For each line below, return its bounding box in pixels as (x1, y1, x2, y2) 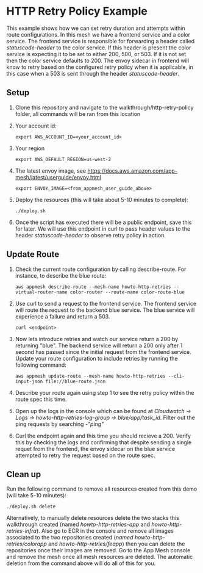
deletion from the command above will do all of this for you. (6, 560, 156, 567)
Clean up (6, 469, 41, 480)
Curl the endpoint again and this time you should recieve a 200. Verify (15, 432, 191, 439)
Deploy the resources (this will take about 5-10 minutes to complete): (15, 196, 189, 203)
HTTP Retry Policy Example (6, 4, 148, 18)
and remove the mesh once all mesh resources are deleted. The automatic (6, 553, 193, 561)
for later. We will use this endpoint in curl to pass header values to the (15, 225, 191, 232)
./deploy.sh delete (6, 503, 56, 510)
